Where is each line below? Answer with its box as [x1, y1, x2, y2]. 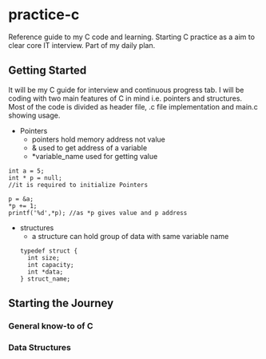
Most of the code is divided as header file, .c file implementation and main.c [8, 102, 258, 111]
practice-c [8, 6, 80, 24]
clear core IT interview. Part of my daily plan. [8, 40, 156, 50]
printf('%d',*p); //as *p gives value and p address [8, 209, 188, 217]
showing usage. [8, 110, 61, 120]
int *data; [27, 268, 64, 276]
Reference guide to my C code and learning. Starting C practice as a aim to [8, 32, 256, 42]
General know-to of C [8, 321, 93, 332]
